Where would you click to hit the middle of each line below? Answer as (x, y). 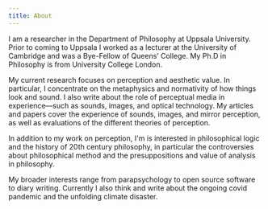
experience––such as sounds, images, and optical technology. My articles (131, 105)
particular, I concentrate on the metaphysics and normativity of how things (132, 88)
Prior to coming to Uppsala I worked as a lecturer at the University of (122, 47)
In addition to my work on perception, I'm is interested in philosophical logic (134, 138)
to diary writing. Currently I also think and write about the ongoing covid (128, 188)
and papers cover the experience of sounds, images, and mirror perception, (134, 114)
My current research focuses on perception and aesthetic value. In (119, 80)
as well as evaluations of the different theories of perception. (109, 122)
